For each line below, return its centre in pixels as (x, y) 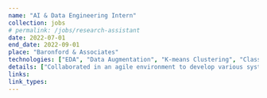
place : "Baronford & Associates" (64, 52)
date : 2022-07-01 (37, 38)
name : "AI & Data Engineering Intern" (72, 15)
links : (19, 74)
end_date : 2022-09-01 (44, 45)
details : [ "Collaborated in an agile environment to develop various (126, 67)
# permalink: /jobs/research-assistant (74, 30)
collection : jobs (37, 23)
